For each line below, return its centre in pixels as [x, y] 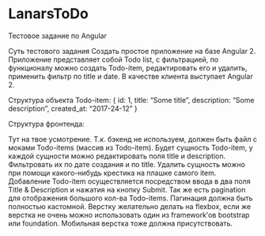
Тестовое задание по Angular [57, 36]
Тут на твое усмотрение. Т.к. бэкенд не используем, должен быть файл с [132, 139]
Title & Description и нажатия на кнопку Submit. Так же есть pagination [127, 189]
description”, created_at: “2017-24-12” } [73, 108]
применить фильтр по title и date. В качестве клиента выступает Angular [131, 76]
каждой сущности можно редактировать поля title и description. [117, 156]
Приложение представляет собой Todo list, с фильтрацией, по [114, 59]
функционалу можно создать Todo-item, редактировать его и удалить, [128, 67]
